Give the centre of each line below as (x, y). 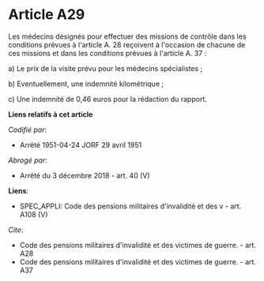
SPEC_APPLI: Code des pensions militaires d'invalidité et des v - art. (130, 206)
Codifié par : (28, 129)
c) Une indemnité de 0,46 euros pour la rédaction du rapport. (107, 99)
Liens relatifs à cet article (51, 114)
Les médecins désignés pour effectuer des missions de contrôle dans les (127, 36)
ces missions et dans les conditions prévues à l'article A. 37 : (107, 53)
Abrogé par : (28, 160)
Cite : (16, 230)
